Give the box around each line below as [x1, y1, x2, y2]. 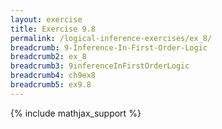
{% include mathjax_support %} [10, 107, 142, 119]
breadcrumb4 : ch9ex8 [10, 71, 97, 81]
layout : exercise [10, 14, 83, 25]
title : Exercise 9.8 [10, 24, 97, 34]
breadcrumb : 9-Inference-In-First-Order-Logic [10, 42, 208, 53]
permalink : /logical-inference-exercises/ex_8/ [10, 33, 213, 43]
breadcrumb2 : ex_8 [10, 52, 87, 62]
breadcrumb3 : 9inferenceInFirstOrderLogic [10, 61, 190, 71]
